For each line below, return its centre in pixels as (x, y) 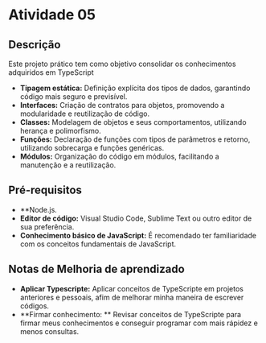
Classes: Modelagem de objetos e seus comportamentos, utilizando (133, 122)
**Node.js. (39, 209)
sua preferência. (47, 226)
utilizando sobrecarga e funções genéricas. (92, 148)
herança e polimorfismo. (61, 131)
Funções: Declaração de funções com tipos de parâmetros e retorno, (135, 139)
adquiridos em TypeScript (51, 72)
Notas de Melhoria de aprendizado (96, 269)
